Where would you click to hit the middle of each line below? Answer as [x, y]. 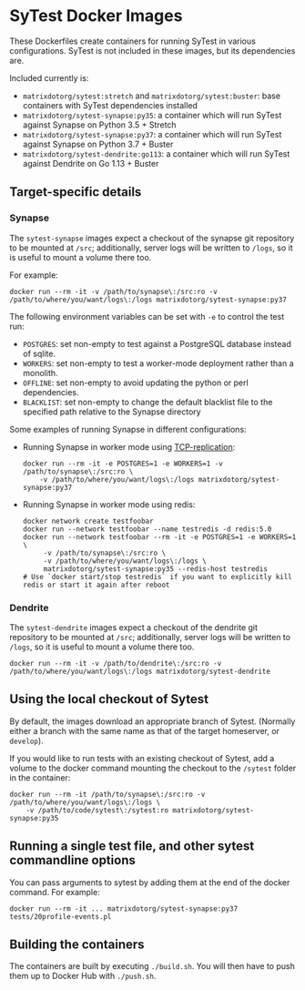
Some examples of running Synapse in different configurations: [128, 429]
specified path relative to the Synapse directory [112, 412]
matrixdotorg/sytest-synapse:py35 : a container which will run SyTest [152, 115]
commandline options [73, 860]
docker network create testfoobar [88, 521]
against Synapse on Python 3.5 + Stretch [99, 125]
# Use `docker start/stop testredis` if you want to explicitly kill [158, 577]
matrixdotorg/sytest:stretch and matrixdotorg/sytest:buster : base [151, 96]
